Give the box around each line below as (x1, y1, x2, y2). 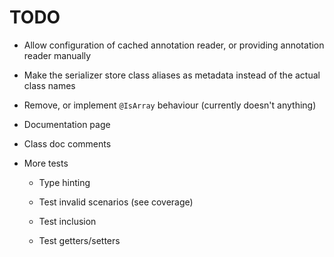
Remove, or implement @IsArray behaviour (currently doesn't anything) (23, 99, 317, 111)
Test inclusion (38, 215, 97, 227)
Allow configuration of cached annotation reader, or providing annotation (23, 39, 325, 51)
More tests (23, 157, 69, 169)
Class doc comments (23, 137, 112, 150)
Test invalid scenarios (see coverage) (38, 196, 194, 208)
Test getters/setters (38, 234, 121, 246)
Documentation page (23, 118, 111, 130)
